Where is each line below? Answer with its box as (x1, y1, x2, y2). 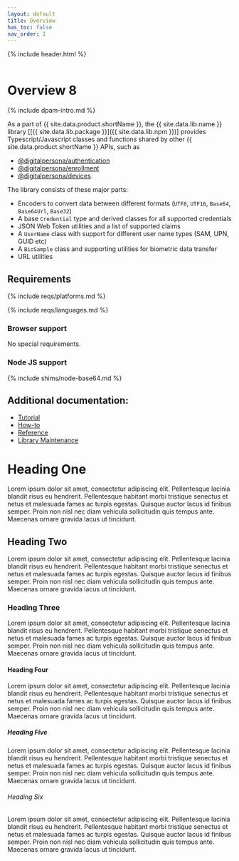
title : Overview (7, 17, 55, 24)
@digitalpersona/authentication (17, 156, 110, 165)
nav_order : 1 (7, 30, 46, 38)
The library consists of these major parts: (7, 185, 128, 194)
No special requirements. (7, 340, 81, 348)
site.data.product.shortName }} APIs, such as (7, 143, 140, 151)
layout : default (7, 10, 55, 18)
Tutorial (17, 413, 41, 422)
